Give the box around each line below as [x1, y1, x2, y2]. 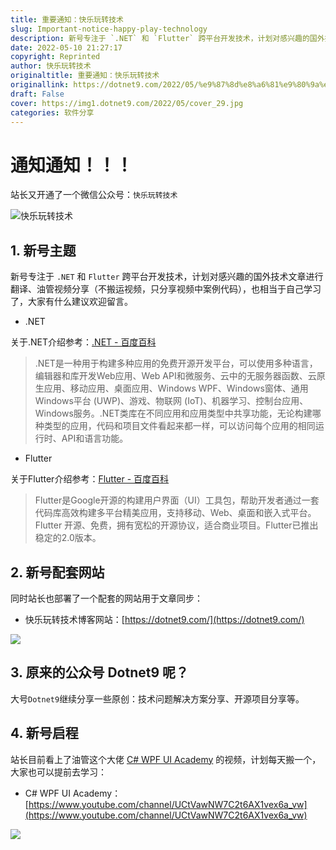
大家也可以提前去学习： [10, 766, 107, 778]
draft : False [10, 89, 65, 99]
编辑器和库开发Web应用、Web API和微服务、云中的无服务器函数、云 [34, 370, 317, 382]
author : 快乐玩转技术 [10, 61, 92, 71]
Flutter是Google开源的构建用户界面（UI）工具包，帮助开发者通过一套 [34, 494, 320, 506]
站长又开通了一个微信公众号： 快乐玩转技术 [10, 189, 178, 201]
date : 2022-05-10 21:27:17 [10, 42, 123, 53]
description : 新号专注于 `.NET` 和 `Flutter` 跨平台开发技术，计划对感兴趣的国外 [10, 33, 325, 43]
